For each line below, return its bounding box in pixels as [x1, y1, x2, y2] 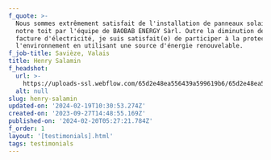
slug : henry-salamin [8, 95, 78, 103]
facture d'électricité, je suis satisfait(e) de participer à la [15, 34, 240, 43]
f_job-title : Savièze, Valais [8, 49, 110, 57]
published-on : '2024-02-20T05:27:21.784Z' [8, 117, 153, 125]
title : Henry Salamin [8, 57, 81, 65]
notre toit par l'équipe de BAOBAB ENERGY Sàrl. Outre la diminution [15, 27, 254, 35]
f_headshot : [8, 65, 48, 73]
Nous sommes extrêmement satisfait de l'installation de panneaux [15, 19, 244, 27]
